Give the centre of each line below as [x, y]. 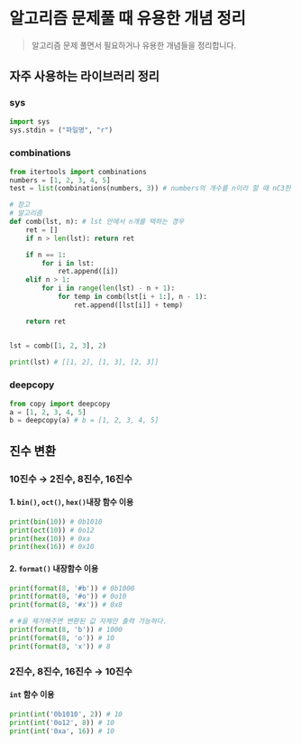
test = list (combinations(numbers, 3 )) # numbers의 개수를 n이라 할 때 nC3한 [150, 189]
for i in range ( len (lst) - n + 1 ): [109, 289]
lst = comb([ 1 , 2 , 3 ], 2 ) [58, 345]
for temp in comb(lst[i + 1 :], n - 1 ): [132, 297]
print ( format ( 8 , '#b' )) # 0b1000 [72, 588]
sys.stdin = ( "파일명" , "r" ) [61, 130]
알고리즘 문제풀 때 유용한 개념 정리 [128, 19]
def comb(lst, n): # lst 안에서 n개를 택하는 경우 [97, 222]
